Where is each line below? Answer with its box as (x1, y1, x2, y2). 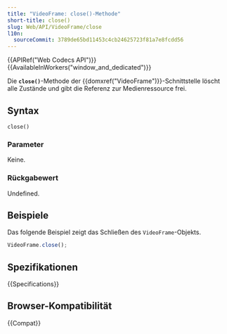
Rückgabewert (7, 173, 58, 183)
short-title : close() (7, 17, 71, 24)
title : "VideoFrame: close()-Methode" (7, 10, 121, 18)
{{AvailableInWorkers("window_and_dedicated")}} (7, 63, 152, 72)
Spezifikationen (7, 261, 79, 273)
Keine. (7, 155, 26, 164)
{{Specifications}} (7, 280, 60, 288)
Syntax (7, 105, 39, 117)
